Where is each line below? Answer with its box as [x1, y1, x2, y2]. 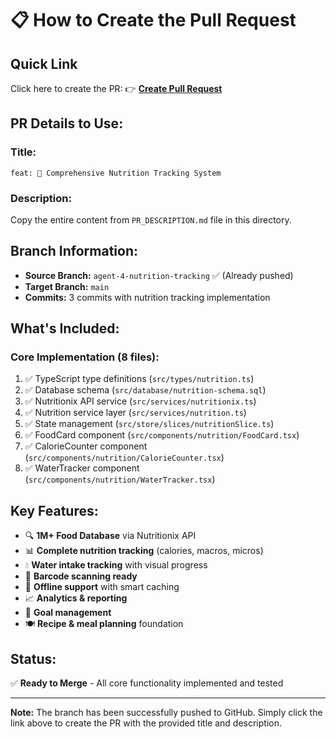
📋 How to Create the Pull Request [10, 9, 297, 32]
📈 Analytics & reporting [24, 592, 128, 604]
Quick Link [10, 55, 78, 72]
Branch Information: [10, 243, 138, 260]
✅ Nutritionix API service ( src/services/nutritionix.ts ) [24, 395, 257, 407]
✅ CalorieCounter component [24, 440, 148, 452]
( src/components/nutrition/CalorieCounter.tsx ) [24, 452, 225, 464]
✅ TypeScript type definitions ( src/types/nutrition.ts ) [24, 373, 255, 385]
